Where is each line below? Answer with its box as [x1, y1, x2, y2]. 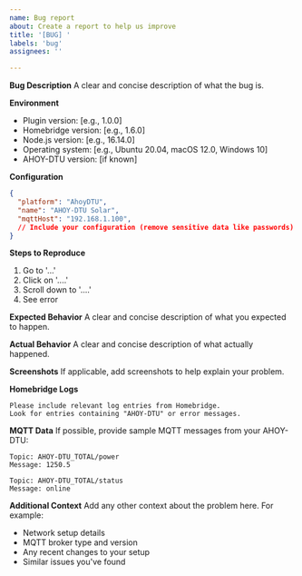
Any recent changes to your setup [22, 547, 151, 558]
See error [22, 294, 59, 305]
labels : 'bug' [9, 38, 63, 48]
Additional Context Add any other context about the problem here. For [9, 501, 274, 511]
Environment [9, 97, 59, 109]
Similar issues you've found [22, 556, 126, 568]
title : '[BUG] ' [9, 30, 71, 39]
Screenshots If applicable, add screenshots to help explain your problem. [9, 366, 285, 377]
